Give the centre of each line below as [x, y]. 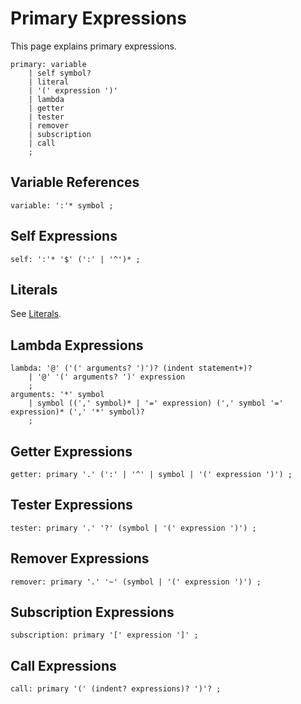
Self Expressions [64, 236]
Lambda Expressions [77, 345]
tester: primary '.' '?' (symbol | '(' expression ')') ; [133, 528]
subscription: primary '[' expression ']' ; [104, 635]
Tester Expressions [71, 505]
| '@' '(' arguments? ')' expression [107, 377]
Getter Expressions [71, 451]
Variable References [75, 182]
